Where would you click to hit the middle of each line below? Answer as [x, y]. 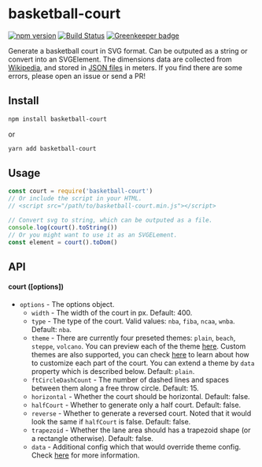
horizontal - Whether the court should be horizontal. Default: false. [140, 397]
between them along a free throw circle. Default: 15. [115, 388]
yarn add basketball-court [52, 148]
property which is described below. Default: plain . [113, 372]
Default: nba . [52, 330]
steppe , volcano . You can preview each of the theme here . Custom [138, 346]
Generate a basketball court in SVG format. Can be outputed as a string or [128, 50]
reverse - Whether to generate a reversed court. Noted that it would [141, 413]
